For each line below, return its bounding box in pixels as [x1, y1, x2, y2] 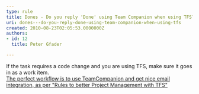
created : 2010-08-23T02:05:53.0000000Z [6, 25, 105, 31]
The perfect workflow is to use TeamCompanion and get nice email [6, 75, 171, 82]
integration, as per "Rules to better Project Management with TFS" [6, 81, 168, 88]
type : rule [6, 8, 33, 15]
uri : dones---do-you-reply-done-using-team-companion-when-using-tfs [6, 19, 182, 25]
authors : [6, 31, 28, 36]
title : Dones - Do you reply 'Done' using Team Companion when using [6, 14, 182, 20]
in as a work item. [6, 69, 49, 76]
